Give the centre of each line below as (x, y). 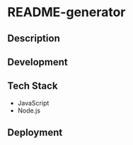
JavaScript (33, 103)
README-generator (66, 12)
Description (34, 38)
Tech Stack (33, 86)
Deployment (35, 133)
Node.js (29, 111)
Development (38, 62)
